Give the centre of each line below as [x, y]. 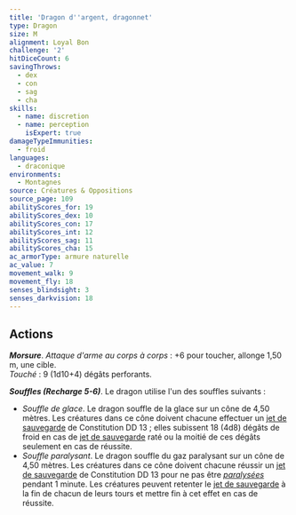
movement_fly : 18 [41, 281]
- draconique [41, 166]
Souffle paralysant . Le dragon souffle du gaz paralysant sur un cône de [153, 456]
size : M [24, 34]
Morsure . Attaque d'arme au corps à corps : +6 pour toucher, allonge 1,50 [146, 355]
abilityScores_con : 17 [51, 224]
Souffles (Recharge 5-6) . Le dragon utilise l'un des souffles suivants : [138, 392]
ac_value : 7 [31, 265]
